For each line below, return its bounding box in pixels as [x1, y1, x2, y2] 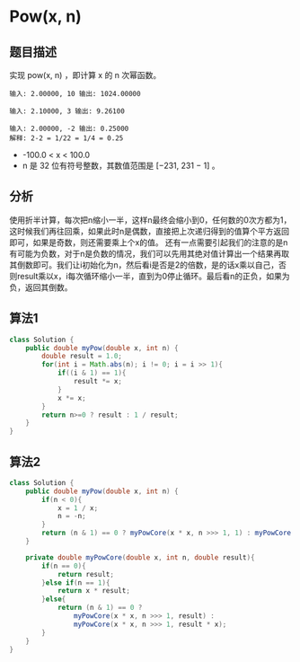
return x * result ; [57, 587, 130, 596]
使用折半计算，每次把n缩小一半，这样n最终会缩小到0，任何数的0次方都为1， [9, 214, 292, 225]
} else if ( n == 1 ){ [41, 578, 110, 587]
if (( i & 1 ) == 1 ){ [57, 368, 127, 378]
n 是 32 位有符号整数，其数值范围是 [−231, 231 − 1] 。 [22, 160, 220, 171]
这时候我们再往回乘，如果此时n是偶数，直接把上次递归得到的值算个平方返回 [9, 225, 290, 236]
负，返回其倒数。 [9, 281, 73, 293]
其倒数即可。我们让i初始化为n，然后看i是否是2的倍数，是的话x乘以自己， [9, 259, 279, 270]
